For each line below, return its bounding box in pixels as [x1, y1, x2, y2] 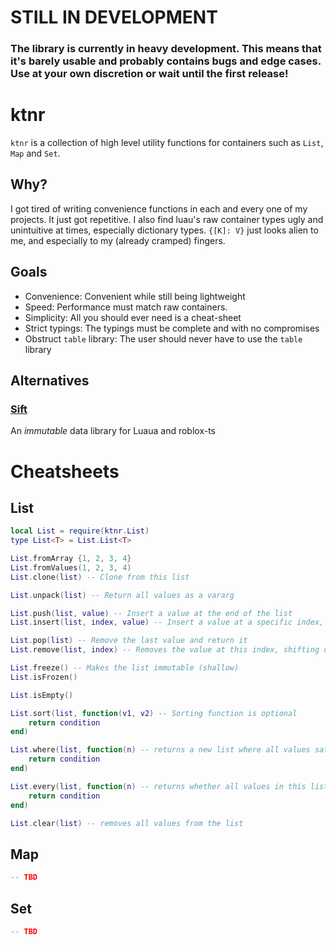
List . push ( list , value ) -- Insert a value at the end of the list [10, 608, 293, 618]
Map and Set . [10, 147, 61, 160]
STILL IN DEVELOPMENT [10, 6, 218, 29]
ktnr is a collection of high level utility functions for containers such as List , [10, 137, 324, 149]
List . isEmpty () [10, 690, 74, 700]
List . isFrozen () [10, 672, 78, 682]
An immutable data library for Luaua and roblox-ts [10, 425, 216, 437]
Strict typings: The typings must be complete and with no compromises [24, 322, 320, 334]
